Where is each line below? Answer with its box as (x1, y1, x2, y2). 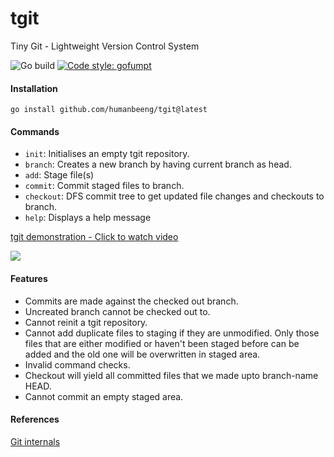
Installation (10, 82, 58, 94)
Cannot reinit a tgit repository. (24, 316, 148, 328)
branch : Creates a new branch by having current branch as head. (24, 158, 292, 171)
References (10, 413, 60, 426)
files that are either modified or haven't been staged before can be (24, 337, 300, 349)
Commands (10, 125, 60, 137)
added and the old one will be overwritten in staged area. (24, 348, 261, 360)
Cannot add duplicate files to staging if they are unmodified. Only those (24, 327, 320, 339)
